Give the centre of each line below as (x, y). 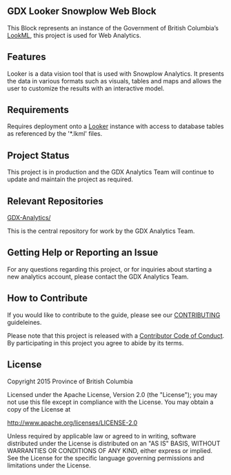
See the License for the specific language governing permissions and (106, 458)
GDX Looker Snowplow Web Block (82, 11)
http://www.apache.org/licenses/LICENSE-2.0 (72, 423)
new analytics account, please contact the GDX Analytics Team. (98, 276)
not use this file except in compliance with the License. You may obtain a (110, 402)
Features (27, 57)
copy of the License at (39, 409)
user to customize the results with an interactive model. (86, 88)
